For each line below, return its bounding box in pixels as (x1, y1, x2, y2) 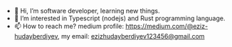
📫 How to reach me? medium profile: (14, 22, 125, 30)
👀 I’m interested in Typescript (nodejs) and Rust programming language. (14, 14, 226, 22)
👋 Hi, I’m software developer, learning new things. (14, 7, 160, 15)
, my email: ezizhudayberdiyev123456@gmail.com (58, 32, 205, 40)
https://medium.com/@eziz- (125, 22, 209, 30)
